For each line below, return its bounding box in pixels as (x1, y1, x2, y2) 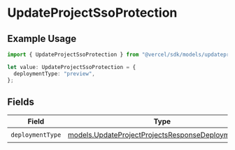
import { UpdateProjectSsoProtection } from (7, 51, 139, 58)
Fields (7, 96, 35, 107)
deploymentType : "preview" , (13, 70, 96, 77)
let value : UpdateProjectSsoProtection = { (7, 63, 136, 70)
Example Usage (7, 33, 77, 45)
